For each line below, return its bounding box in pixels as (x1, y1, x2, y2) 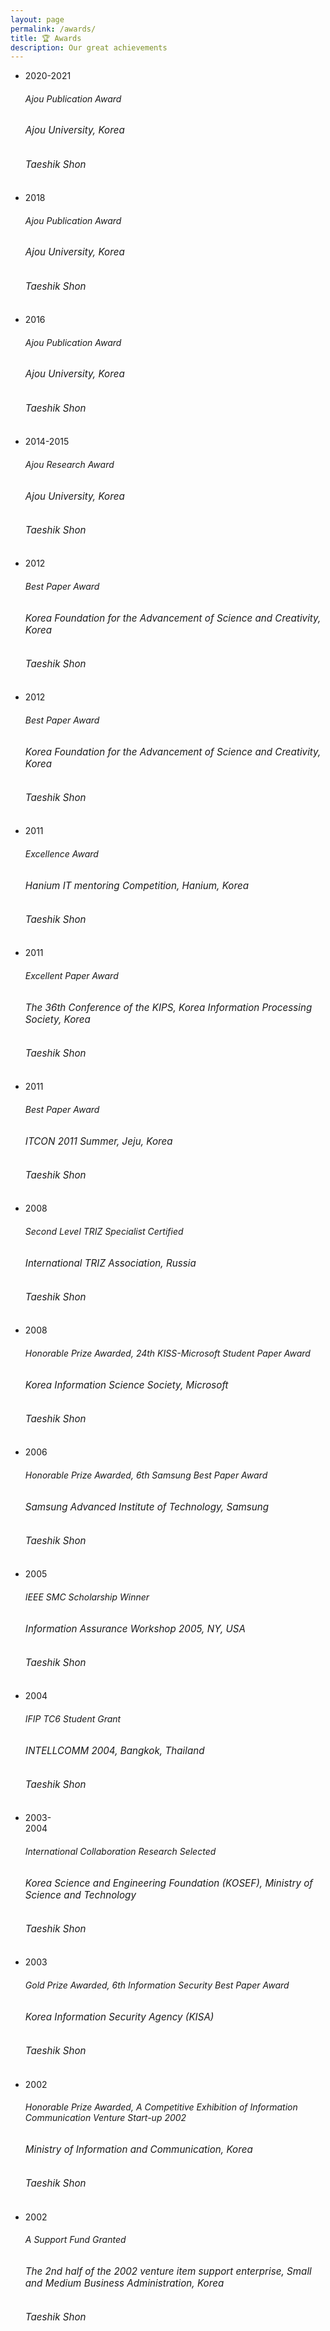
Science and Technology (24, 1888, 137, 1901)
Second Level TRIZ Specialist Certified (24, 1225, 184, 1237)
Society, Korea (24, 1012, 91, 1026)
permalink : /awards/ (10, 24, 97, 34)
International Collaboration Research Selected (24, 1846, 217, 1858)
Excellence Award (24, 847, 99, 860)
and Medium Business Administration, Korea (24, 2276, 225, 2290)
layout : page (10, 14, 65, 25)
